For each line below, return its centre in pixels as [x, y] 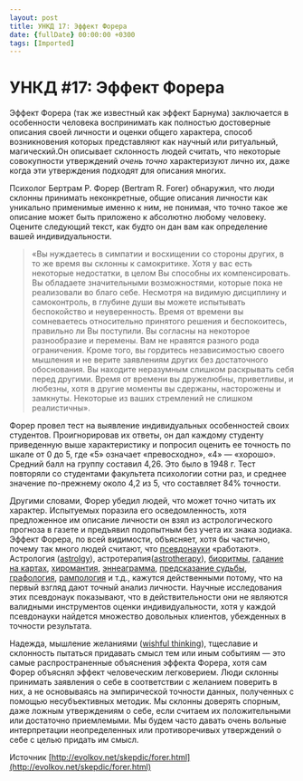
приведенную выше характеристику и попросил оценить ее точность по [150, 445]
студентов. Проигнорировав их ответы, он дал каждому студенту [137, 435]
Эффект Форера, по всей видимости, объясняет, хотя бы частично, [140, 539]
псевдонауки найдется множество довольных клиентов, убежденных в [148, 616]
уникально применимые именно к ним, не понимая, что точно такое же [148, 207]
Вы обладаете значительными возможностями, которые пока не [157, 283]
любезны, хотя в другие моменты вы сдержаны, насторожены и [156, 389]
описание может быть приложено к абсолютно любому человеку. [138, 217]
